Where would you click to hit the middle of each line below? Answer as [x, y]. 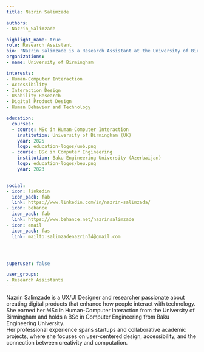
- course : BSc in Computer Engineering [62, 152]
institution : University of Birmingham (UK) [74, 135]
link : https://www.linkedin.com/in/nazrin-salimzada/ [81, 202]
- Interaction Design [34, 90]
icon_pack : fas [31, 231]
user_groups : [23, 275]
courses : [23, 124]
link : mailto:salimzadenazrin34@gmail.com [66, 236]
